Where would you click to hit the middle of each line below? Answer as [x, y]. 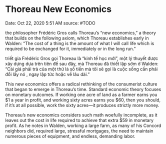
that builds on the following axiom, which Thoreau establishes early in [77, 38]
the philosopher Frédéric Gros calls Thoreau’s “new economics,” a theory [81, 32]
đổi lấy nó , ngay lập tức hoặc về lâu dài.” [47, 74]
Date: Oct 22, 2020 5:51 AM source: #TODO [50, 23]
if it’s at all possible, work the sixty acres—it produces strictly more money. [82, 105]
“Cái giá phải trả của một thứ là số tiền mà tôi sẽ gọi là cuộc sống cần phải [81, 69]
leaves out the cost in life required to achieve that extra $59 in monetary [79, 120]
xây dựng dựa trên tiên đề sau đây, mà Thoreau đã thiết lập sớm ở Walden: [82, 63]
